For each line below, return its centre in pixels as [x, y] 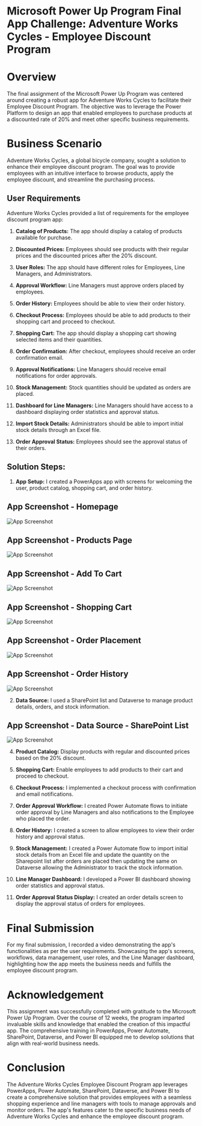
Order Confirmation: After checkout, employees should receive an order [106, 351]
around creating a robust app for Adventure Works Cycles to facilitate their [99, 100]
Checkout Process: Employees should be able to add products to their [103, 315]
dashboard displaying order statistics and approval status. [87, 411]
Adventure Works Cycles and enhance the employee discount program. [95, 1116]
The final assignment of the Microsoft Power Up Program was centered [95, 94]
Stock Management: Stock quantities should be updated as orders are [103, 387]
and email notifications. [44, 794]
